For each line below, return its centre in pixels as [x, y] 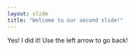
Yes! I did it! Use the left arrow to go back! [67, 40]
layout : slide [28, 14]
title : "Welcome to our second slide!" [65, 20]
